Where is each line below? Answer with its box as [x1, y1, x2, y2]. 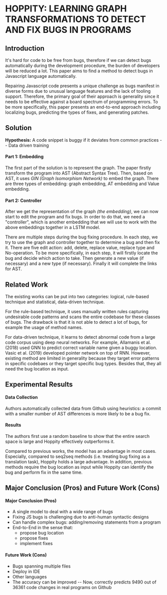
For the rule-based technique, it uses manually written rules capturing [5, 309, 149, 315]
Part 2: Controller [5, 198, 42, 203]
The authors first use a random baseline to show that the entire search [5, 433, 150, 439]
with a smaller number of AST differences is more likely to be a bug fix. [5, 410, 151, 416]
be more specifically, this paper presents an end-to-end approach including [5, 104, 161, 110]
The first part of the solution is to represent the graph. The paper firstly [5, 165, 151, 171]
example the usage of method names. [5, 325, 83, 331]
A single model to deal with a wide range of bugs [12, 509, 113, 515]
